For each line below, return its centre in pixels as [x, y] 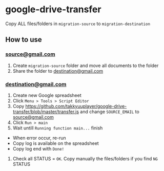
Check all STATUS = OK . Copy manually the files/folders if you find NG [85, 158]
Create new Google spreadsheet [47, 95]
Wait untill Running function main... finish [58, 128]
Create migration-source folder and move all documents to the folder [86, 66]
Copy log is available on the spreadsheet [56, 143]
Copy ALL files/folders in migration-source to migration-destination [78, 24]
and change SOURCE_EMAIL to [110, 112]
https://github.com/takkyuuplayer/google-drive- [76, 106]
